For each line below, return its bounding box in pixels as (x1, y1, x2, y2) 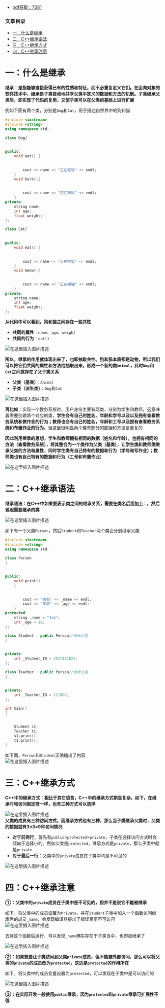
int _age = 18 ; (14, 620, 45, 625)
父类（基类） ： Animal (12, 379, 54, 385)
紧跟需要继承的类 (5, 507, 40, 513)
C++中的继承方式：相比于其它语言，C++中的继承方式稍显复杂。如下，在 (5, 795, 152, 800)
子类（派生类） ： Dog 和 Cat (12, 385, 62, 391)
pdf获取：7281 (12, 4, 42, 10)
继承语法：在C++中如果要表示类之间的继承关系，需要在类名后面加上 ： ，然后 (5, 501, 160, 507)
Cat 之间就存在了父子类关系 (5, 369, 59, 375)
